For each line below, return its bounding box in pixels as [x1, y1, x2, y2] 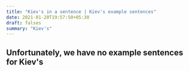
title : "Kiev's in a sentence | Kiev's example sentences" [6, 8, 157, 15]
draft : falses [6, 20, 42, 26]
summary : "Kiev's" [6, 25, 52, 32]
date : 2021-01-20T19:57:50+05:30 [6, 14, 90, 20]
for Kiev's [6, 57, 44, 67]
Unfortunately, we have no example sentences [6, 47, 184, 57]
